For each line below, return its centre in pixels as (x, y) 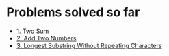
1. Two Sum (32, 31)
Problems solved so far (73, 12)
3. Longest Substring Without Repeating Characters (89, 45)
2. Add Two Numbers (46, 38)
